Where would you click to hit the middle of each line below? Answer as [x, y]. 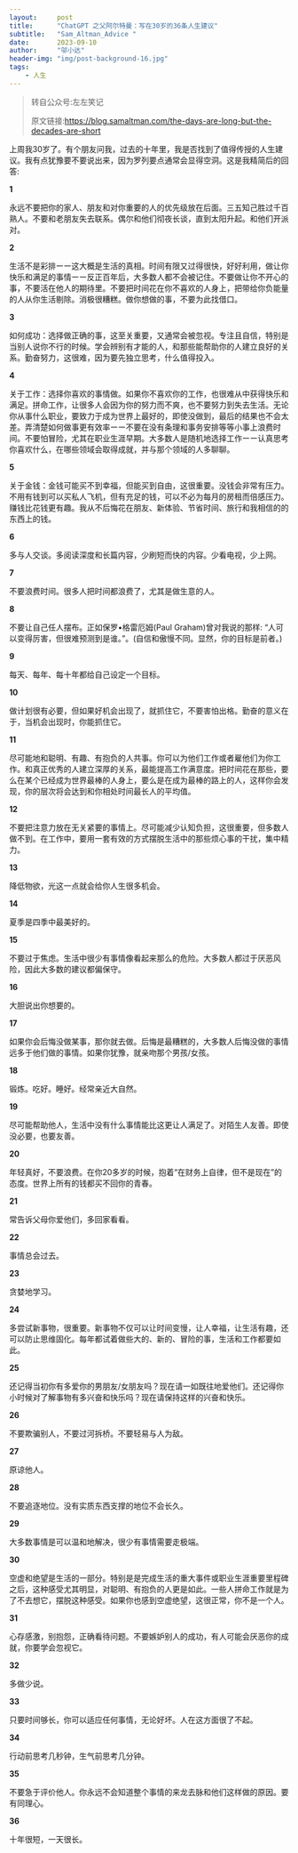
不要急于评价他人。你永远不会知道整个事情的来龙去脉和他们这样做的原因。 [145, 1792]
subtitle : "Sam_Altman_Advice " [73, 34]
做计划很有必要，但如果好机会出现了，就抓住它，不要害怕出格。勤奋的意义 [145, 710]
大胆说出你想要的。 [44, 1005]
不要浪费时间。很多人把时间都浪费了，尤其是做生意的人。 [114, 591]
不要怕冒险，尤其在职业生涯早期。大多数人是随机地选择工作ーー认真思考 [157, 438]
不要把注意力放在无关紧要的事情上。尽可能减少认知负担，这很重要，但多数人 [149, 827]
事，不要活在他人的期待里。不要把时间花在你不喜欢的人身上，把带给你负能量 [149, 288]
